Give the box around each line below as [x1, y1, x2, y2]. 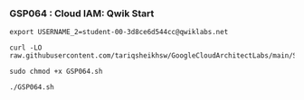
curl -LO [9, 43, 43, 52]
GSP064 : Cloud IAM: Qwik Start [9, 7, 155, 20]
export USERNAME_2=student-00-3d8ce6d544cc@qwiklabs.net [9, 28, 229, 37]
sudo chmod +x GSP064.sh [9, 67, 103, 77]
